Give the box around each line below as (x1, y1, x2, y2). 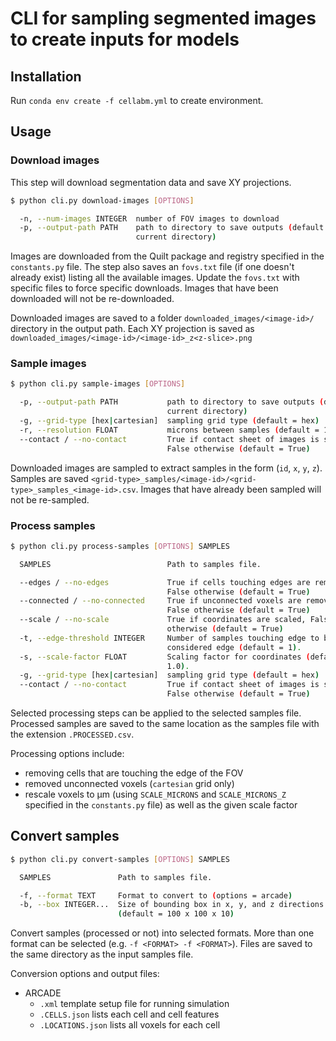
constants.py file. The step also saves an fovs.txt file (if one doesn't (10, 261, 295, 273)
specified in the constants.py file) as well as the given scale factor (24, 799, 298, 811)
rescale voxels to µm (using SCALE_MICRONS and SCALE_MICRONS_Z (24, 788, 287, 801)
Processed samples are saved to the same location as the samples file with (10, 718, 320, 730)
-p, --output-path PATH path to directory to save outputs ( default (19, 223, 325, 233)
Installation (10, 68, 82, 85)
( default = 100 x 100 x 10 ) (117, 909, 235, 919)
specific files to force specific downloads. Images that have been (10, 282, 279, 294)
